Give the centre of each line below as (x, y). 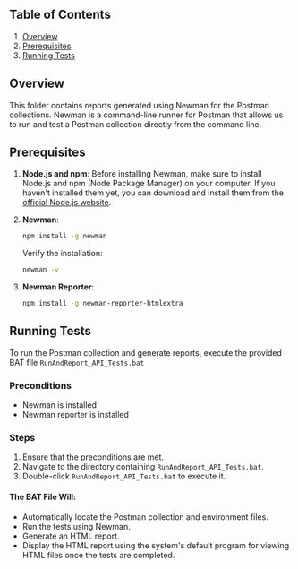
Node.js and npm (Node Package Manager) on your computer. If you (149, 184)
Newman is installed (59, 405)
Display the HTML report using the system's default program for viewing (156, 545)
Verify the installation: (62, 254)
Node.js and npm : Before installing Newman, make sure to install (142, 174)
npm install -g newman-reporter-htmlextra (102, 304)
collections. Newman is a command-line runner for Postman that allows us (146, 115)
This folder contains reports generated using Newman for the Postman (140, 105)
